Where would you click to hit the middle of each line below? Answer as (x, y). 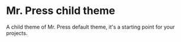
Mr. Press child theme (61, 11)
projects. (17, 33)
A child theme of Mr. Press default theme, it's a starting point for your (90, 27)
